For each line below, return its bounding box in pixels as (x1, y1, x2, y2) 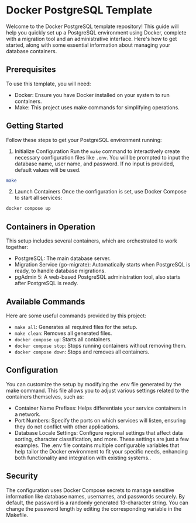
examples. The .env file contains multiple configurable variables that (14, 442, 180, 449)
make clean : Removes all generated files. (14, 330, 112, 337)
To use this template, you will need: (6, 80, 91, 87)
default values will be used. (14, 166, 81, 173)
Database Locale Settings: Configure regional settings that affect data (14, 429, 183, 436)
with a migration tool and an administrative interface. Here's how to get (6, 35, 177, 42)
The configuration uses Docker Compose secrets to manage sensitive (6, 486, 174, 494)
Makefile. (6, 511, 29, 518)
